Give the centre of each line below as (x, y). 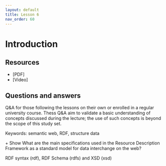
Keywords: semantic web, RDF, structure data (52, 133)
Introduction (32, 44)
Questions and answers (43, 96)
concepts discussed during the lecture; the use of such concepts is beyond (83, 118)
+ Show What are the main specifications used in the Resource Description (82, 143)
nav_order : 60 (20, 19)
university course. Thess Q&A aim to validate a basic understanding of (78, 113)
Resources (22, 62)
